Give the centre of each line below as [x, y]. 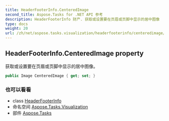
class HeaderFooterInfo [37, 100]
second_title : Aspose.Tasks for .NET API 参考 [54, 15]
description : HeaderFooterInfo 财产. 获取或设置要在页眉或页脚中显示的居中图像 [82, 19]
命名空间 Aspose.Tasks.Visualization [50, 106]
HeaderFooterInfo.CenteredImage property [74, 53]
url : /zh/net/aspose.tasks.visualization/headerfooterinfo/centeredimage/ [85, 33]
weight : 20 [17, 29]
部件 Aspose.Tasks [32, 113]
